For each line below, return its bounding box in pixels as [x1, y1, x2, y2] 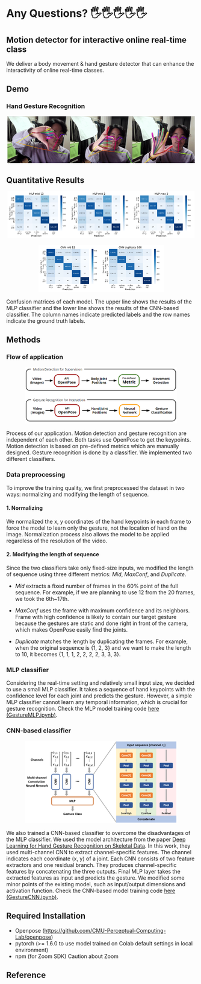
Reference [6, 970, 46, 980]
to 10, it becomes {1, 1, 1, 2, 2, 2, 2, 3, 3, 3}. [14, 651, 121, 658]
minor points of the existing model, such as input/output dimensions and [6, 880, 186, 887]
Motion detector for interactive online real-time [6, 34, 187, 45]
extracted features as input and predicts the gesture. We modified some [6, 874, 185, 881]
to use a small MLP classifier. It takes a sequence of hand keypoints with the [6, 686, 196, 693]
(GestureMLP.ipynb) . [6, 711, 58, 719]
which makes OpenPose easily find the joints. [14, 626, 128, 633]
